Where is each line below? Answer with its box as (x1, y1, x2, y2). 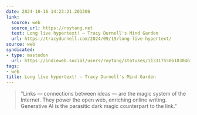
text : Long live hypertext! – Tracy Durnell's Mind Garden (11, 31, 159, 36)
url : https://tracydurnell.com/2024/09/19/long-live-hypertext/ (11, 36, 172, 42)
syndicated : (6, 47, 35, 53)
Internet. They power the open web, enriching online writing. (20, 96, 167, 103)
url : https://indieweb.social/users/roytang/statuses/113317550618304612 (11, 58, 195, 63)
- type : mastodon (6, 52, 49, 58)
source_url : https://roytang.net (11, 25, 93, 31)
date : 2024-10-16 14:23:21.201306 (6, 8, 91, 15)
